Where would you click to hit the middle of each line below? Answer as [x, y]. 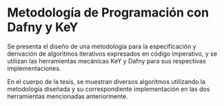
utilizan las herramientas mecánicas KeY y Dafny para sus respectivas [106, 61]
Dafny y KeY [43, 27]
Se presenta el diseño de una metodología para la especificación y [102, 46]
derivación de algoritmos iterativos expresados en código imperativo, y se [112, 54]
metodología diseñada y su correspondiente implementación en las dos [109, 89]
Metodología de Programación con [108, 13]
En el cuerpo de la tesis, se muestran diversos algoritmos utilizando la [106, 81]
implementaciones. [34, 68]
